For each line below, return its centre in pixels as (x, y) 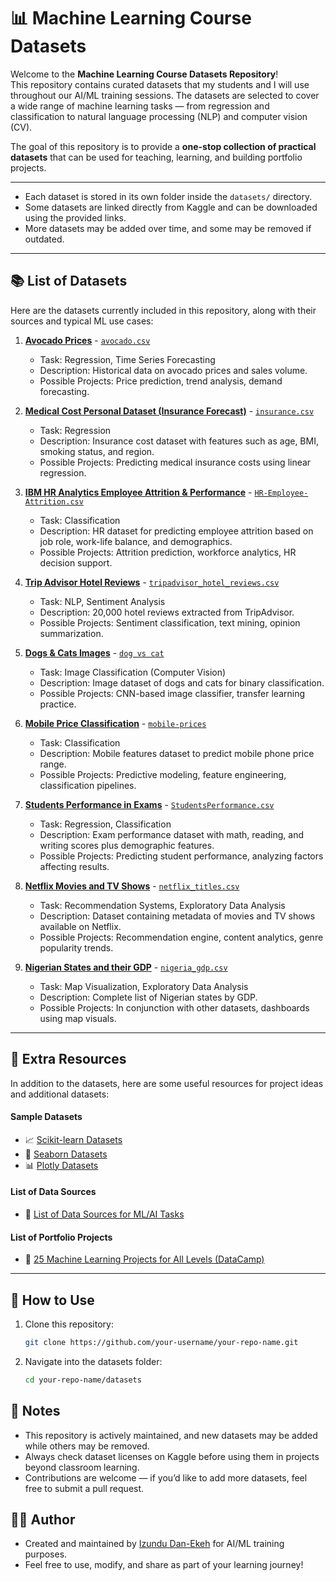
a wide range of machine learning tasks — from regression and (140, 106)
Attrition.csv (54, 501)
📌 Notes (35, 1411)
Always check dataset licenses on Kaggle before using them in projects (172, 1456)
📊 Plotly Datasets (61, 1165)
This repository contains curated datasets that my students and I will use (160, 84)
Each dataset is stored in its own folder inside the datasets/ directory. (168, 196)
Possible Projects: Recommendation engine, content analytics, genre (181, 937)
